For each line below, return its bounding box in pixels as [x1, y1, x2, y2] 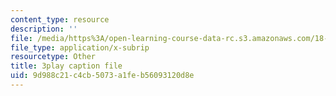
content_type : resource [10, 14, 110, 25]
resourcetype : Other [10, 52, 97, 62]
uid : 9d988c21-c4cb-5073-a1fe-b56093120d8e [10, 71, 195, 81]
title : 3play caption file [10, 61, 123, 71]
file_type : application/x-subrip [10, 42, 150, 53]
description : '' [10, 24, 78, 34]
